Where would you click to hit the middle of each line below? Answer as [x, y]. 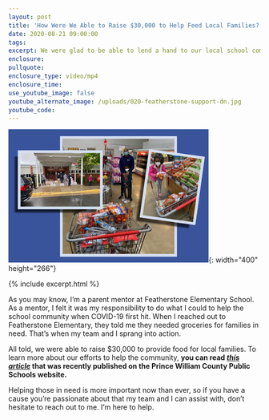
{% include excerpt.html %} [54, 284]
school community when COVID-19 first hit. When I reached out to [117, 317]
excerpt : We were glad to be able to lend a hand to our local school [128, 51]
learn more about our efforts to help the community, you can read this [124, 357]
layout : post [30, 17]
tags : [17, 42]
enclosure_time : [35, 84]
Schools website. [38, 375]
